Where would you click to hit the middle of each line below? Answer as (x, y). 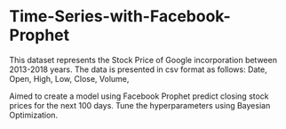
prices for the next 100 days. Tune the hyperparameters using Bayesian (140, 105)
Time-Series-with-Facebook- (120, 16)
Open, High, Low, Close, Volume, (69, 78)
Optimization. (34, 115)
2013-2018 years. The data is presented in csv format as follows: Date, (139, 69)
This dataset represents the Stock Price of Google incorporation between (143, 60)
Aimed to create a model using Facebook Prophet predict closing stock (139, 96)
